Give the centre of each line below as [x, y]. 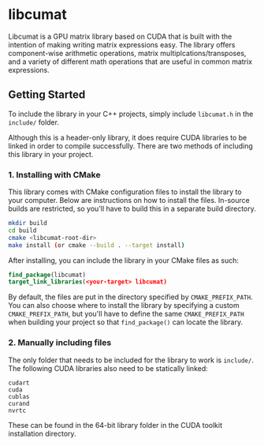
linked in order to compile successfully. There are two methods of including [131, 146]
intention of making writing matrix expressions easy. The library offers [122, 44]
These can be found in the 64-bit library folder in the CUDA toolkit [115, 425]
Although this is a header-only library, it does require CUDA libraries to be [128, 137]
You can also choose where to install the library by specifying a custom [124, 305]
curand [19, 403]
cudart [19, 383]
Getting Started [47, 95]
